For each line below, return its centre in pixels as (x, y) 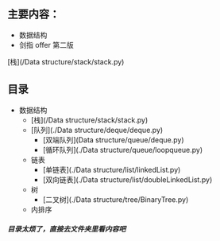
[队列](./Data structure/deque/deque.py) (97, 130)
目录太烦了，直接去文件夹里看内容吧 (67, 229)
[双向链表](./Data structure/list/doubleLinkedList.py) (127, 179)
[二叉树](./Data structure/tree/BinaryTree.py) (116, 199)
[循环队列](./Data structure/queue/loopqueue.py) (123, 150)
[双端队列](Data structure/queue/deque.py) (113, 140)
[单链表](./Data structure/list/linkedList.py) (112, 169)
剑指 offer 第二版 (46, 45)
